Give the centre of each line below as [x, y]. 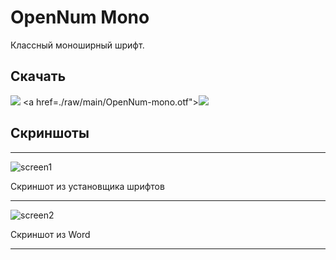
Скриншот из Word [50, 234]
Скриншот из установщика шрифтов [87, 186]
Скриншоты [50, 133]
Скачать [38, 76]
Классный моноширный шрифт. [77, 45]
